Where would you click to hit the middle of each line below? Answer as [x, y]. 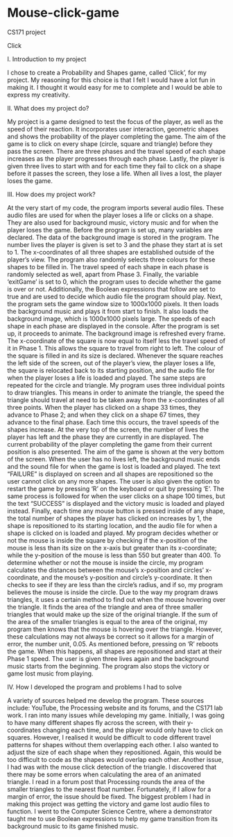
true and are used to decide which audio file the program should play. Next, [115, 296]
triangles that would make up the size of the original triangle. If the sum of [113, 614]
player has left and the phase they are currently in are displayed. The [105, 437]
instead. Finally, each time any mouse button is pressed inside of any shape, [116, 511]
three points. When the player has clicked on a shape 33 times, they [104, 407]
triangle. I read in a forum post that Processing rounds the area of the [106, 781]
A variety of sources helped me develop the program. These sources [106, 700]
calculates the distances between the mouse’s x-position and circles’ [106, 570]
